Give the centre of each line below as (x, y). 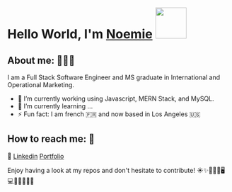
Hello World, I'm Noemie (80, 34)
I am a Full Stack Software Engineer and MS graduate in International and (114, 77)
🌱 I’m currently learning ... (55, 106)
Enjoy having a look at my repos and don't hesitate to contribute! (101, 170)
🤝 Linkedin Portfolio (36, 156)
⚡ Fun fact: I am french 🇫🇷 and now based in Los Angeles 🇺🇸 (109, 114)
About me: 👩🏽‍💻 (41, 60)
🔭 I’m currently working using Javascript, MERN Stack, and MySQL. (116, 98)
